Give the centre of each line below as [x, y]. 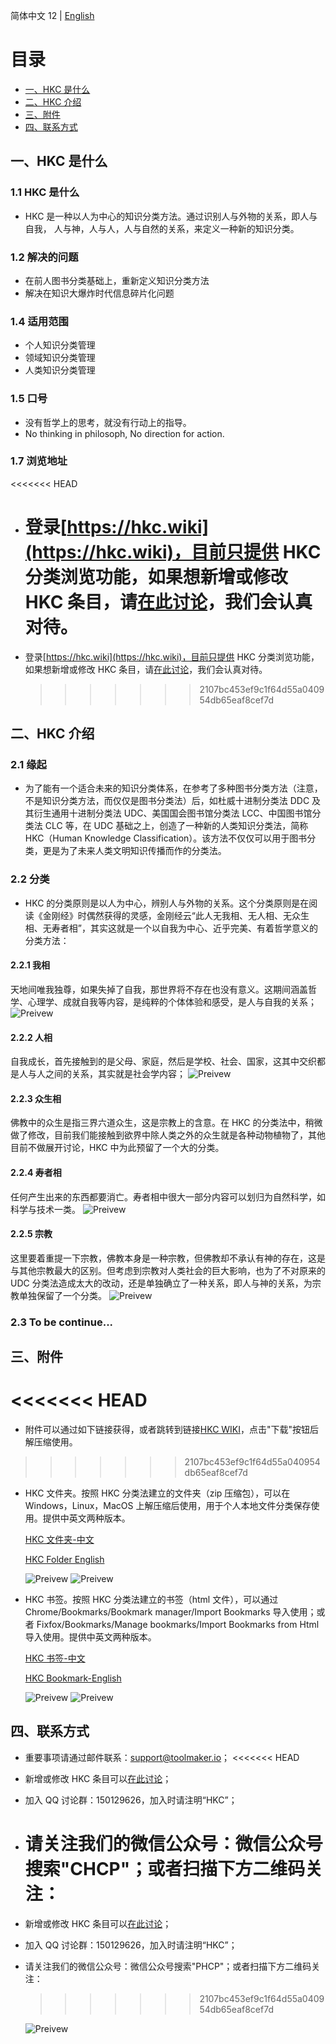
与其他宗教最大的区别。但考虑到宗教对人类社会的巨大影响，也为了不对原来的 [168, 1270]
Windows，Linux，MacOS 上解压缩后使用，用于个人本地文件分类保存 [168, 1505]
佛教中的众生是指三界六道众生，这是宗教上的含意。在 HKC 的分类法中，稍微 [166, 1123]
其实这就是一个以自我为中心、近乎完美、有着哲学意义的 [203, 928]
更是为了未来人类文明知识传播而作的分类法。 [134, 851]
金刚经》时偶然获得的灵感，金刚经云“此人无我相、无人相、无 [167, 915]
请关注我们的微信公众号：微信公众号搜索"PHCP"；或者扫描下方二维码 [168, 1966]
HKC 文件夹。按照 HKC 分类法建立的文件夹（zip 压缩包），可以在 [157, 1493]
